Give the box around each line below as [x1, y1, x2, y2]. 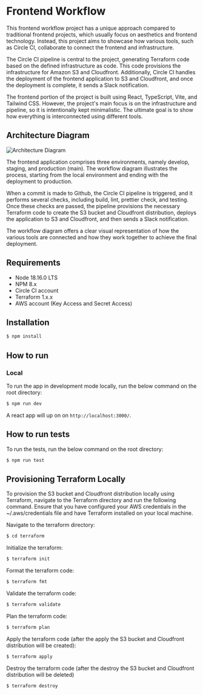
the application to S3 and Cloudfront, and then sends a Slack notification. [6, 215, 189, 223]
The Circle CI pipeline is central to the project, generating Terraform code [6, 55, 190, 63]
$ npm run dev [6, 400, 42, 407]
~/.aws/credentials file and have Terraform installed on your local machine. [6, 509, 193, 517]
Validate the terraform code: [6, 589, 77, 597]
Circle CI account [15, 287, 59, 294]
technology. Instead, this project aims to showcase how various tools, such [6, 37, 194, 44]
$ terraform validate [6, 601, 61, 607]
